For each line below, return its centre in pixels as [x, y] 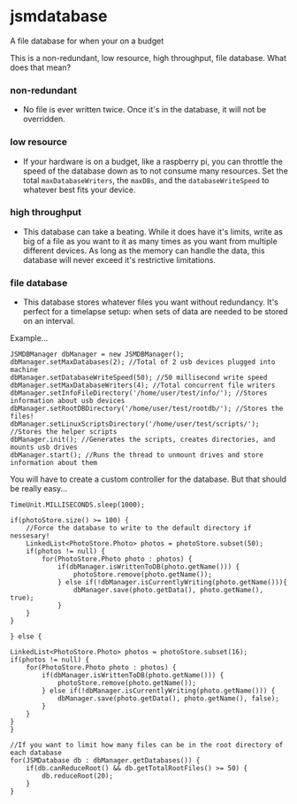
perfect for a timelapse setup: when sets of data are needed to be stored [155, 312]
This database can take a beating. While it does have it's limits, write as [153, 231]
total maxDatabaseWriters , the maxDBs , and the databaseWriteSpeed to [146, 180]
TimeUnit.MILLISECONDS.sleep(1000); [77, 505]
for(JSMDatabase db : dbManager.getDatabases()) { [105, 761]
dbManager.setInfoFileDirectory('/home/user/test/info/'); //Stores [139, 393]
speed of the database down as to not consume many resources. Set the [155, 171]
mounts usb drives [44, 448]
